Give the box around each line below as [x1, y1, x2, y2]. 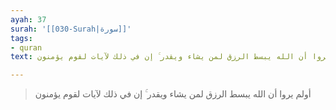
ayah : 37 [10, 14, 47, 25]
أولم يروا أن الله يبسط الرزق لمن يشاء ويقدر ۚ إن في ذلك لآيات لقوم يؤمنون [34, 88, 312, 100]
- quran [10, 42, 43, 53]
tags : [10, 33, 33, 43]
